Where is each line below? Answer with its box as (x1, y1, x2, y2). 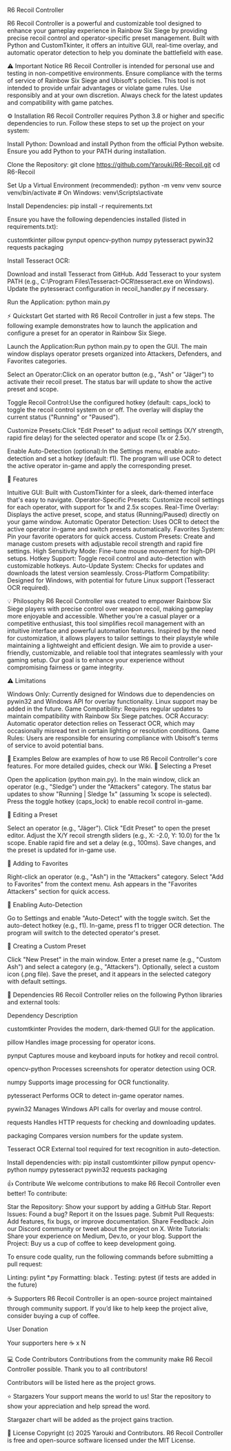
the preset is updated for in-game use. (7, 846, 117, 854)
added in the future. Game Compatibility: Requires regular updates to (7, 704, 203, 713)
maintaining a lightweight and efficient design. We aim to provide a (7, 641, 197, 649)
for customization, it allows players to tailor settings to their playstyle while (7, 634, 219, 642)
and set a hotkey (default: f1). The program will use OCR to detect (35, 454, 222, 463)
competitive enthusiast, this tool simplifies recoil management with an (7, 620, 205, 627)
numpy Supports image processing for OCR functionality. (7, 1078, 170, 1086)
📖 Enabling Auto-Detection (7, 901, 83, 909)
